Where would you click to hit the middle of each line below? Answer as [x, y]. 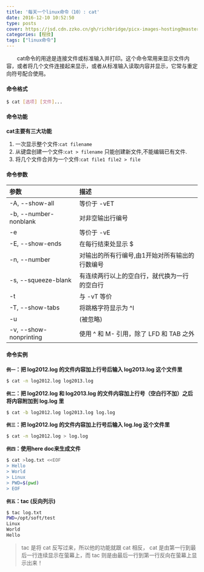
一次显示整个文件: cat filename [53, 144]
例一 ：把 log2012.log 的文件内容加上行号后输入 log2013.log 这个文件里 [94, 369]
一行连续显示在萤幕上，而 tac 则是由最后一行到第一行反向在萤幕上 [109, 555]
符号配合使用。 [30, 73]
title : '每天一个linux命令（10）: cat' [53, 12]
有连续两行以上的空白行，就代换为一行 [134, 276]
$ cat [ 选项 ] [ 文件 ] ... [34, 102]
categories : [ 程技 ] [30, 35]
